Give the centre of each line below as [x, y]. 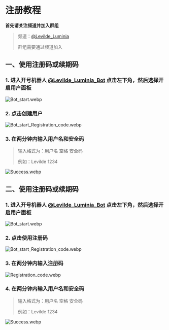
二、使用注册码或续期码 [42, 189]
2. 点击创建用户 [24, 113]
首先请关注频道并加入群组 [32, 25]
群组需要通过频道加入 [40, 47]
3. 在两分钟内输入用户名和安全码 [45, 139]
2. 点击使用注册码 [27, 238]
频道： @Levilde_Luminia [43, 36]
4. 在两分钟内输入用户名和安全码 [45, 289]
